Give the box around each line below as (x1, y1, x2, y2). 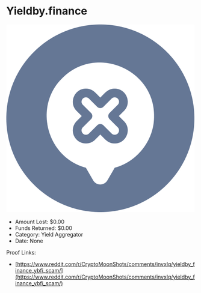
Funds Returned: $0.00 (14, 224, 73, 232)
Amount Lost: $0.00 (14, 218, 65, 225)
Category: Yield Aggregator (14, 231, 83, 238)
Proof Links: (6, 249, 36, 256)
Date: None (14, 237, 43, 244)
